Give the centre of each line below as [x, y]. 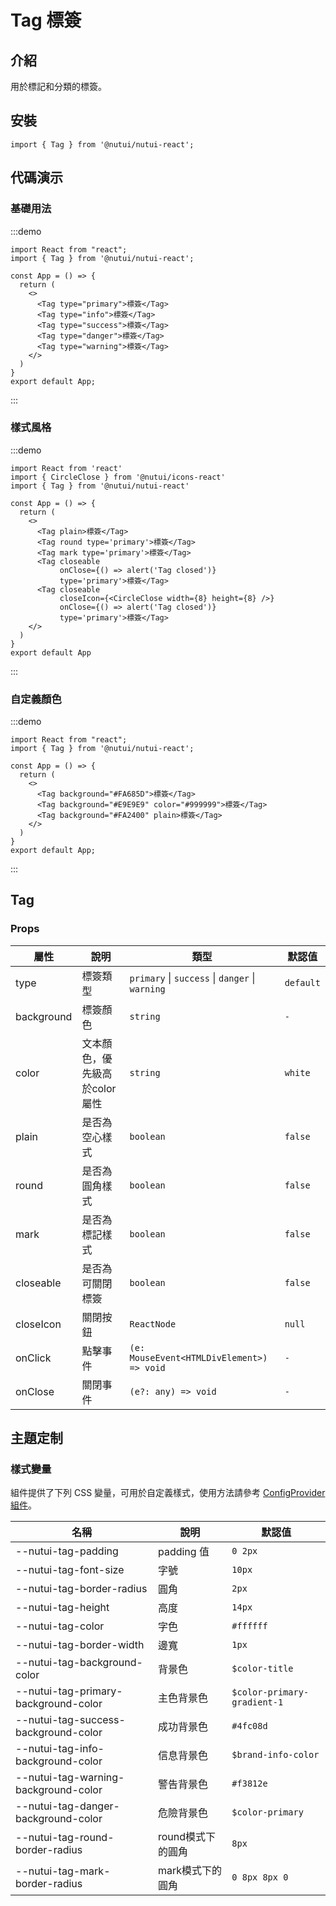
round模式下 [187, 1837]
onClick [33, 1358]
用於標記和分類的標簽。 [58, 86]
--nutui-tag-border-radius [81, 1589]
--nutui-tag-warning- [70, 1778]
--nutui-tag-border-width [80, 1645]
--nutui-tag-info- [60, 1749]
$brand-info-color [275, 1755]
